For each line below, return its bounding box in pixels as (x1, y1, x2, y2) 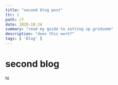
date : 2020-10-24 (5, 22, 43, 27)
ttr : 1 (5, 12, 19, 17)
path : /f (5, 17, 24, 22)
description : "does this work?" (5, 31, 74, 36)
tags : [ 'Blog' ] (5, 36, 43, 41)
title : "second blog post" (5, 7, 63, 13)
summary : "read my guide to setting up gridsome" (5, 27, 114, 32)
